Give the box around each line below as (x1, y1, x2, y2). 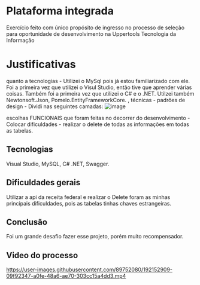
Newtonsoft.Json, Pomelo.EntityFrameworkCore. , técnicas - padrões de (6, 96, 186, 103)
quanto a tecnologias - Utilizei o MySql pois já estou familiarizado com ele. (6, 77, 190, 84)
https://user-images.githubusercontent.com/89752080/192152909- (6, 266, 172, 273)
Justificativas (6, 58, 76, 71)
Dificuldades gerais (6, 177, 81, 188)
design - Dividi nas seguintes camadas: (6, 103, 104, 110)
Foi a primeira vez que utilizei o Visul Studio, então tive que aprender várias (6, 84, 192, 91)
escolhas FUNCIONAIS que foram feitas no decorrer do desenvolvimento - (6, 114, 190, 121)
